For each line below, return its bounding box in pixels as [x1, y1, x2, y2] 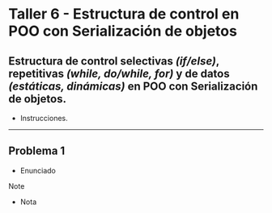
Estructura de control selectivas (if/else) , [8, 54, 220, 68]
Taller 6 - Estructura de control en [8, 5, 240, 23]
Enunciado [19, 165, 57, 175]
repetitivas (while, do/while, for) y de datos [8, 66, 230, 81]
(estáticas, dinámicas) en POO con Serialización [8, 79, 258, 93]
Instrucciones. [19, 114, 68, 123]
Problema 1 [8, 144, 66, 158]
